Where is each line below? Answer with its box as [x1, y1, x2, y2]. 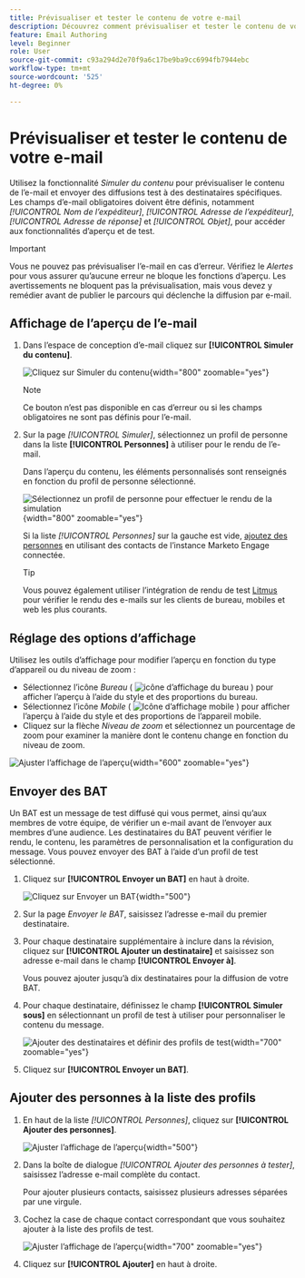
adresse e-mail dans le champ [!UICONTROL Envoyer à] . [22, 955, 237, 966]
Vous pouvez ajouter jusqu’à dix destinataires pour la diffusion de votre [22, 973, 289, 983]
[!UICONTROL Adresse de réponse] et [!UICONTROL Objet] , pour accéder [9, 215, 286, 227]
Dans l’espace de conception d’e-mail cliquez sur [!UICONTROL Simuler [22, 339, 294, 350]
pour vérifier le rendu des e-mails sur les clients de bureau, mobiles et [22, 595, 286, 605]
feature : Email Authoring [9, 30, 107, 39]
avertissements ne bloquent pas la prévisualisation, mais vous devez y [9, 280, 272, 290]
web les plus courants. [22, 605, 108, 615]
